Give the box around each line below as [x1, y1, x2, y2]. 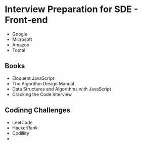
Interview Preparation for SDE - [5, 4, 138, 15]
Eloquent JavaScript [12, 75, 55, 81]
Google [12, 31, 28, 37]
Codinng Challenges [5, 106, 71, 115]
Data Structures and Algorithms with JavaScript [12, 86, 112, 92]
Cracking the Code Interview [12, 91, 72, 97]
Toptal [12, 47, 26, 53]
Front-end [5, 14, 48, 26]
